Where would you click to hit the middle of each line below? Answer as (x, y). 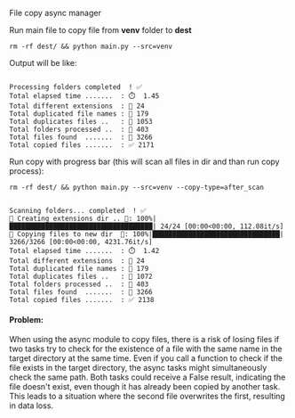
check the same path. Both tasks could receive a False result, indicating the (147, 377)
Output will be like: (43, 63)
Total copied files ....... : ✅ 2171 (82, 145)
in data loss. (32, 406)
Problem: (27, 319)
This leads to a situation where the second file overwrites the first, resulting (147, 397)
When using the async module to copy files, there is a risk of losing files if (144, 340)
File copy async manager (56, 13)
